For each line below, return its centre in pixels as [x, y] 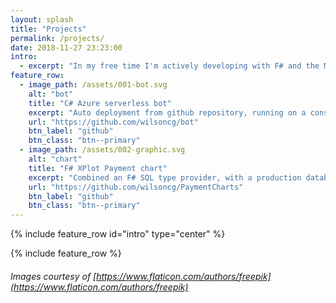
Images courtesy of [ [53, 276]
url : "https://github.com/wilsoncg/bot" [113, 122]
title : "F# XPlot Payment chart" [98, 168]
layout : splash [42, 19]
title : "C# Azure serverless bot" [100, 103]
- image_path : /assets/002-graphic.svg [102, 150]
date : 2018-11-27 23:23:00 [66, 47]
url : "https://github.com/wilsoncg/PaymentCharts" [136, 187]
